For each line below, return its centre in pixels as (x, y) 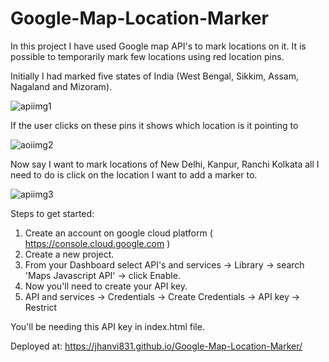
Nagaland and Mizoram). (61, 86)
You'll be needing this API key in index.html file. (107, 326)
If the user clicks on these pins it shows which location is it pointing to (154, 125)
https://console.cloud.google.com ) (97, 243)
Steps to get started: (52, 213)
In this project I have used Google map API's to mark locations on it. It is (158, 46)
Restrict (41, 307)
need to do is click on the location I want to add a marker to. (134, 174)
